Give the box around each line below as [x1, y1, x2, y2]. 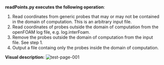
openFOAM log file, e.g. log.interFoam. [12, 29, 91, 35]
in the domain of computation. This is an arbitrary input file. [12, 19, 132, 24]
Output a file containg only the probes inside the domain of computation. [12, 45, 159, 50]
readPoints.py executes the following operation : [5, 4, 105, 10]
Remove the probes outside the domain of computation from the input [12, 34, 153, 40]
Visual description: [5, 54, 45, 60]
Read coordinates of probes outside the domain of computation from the [12, 24, 159, 30]
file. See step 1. [12, 40, 43, 45]
